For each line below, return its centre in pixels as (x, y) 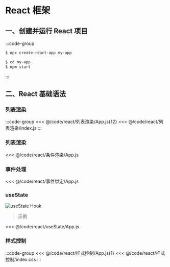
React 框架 (28, 10)
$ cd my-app (18, 62)
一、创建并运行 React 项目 (46, 31)
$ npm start (18, 67)
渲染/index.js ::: (26, 128)
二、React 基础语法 (36, 94)
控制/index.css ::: (23, 259)
